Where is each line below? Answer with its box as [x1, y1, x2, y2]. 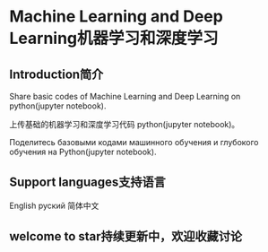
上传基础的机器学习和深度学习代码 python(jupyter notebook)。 [9, 119, 240, 129]
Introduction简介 [9, 66, 104, 82]
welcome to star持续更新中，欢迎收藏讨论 [9, 229, 243, 244]
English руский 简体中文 [9, 200, 99, 211]
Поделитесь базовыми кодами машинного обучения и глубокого [9, 137, 259, 147]
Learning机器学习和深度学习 [9, 29, 219, 48]
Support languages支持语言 [9, 175, 166, 190]
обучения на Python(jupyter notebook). [9, 146, 157, 157]
